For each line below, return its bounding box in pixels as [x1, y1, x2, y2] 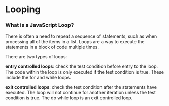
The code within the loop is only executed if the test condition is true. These [5, 69, 164, 75]
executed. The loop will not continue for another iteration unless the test [5, 90, 156, 96]
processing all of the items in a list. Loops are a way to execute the [5, 39, 145, 45]
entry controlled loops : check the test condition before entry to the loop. [5, 63, 158, 69]
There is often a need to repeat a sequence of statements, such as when [5, 33, 157, 39]
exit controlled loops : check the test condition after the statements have [5, 84, 157, 90]
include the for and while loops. [5, 75, 71, 81]
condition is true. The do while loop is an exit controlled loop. [5, 95, 133, 101]
